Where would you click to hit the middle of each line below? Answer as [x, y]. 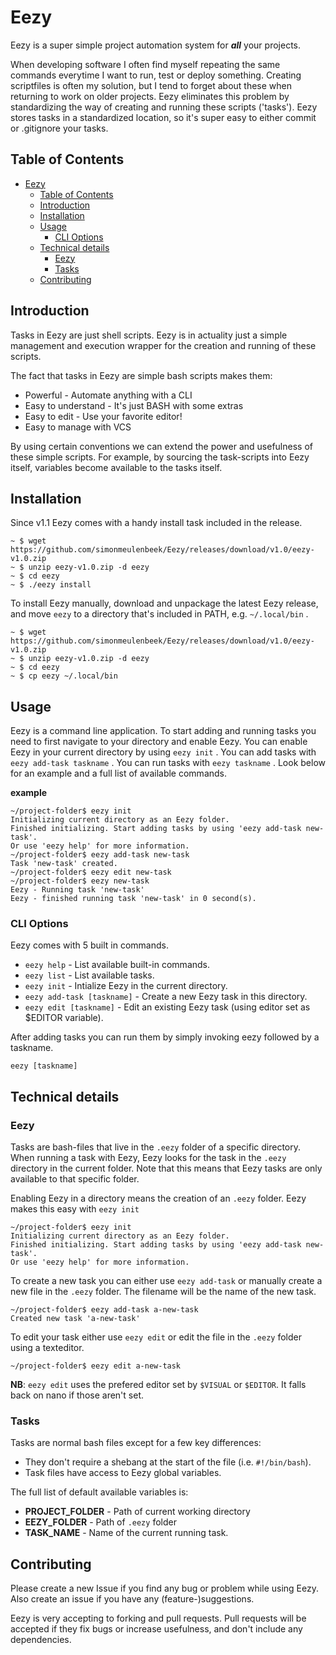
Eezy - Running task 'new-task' [77, 890]
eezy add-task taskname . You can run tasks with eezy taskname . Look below [168, 763]
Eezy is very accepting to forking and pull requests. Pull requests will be [158, 1618]
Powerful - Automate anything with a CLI [108, 395]
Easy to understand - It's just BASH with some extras [134, 405]
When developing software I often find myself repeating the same [145, 64]
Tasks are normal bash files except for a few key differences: [136, 1443]
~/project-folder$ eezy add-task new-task [100, 855]
